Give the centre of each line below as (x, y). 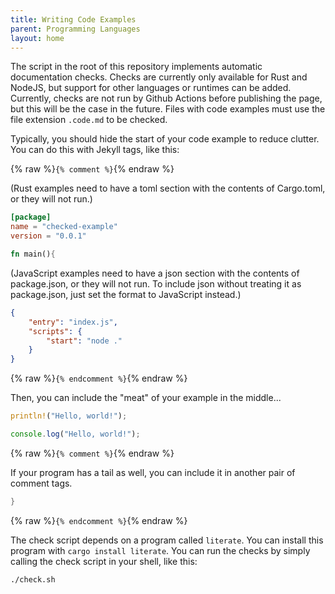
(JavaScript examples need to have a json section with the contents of (155, 273)
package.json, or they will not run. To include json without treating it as (156, 283)
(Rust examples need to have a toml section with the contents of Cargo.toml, (168, 188)
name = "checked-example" (64, 227)
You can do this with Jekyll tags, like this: (95, 150)
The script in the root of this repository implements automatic (136, 67)
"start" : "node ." (84, 341)
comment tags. (41, 483)
